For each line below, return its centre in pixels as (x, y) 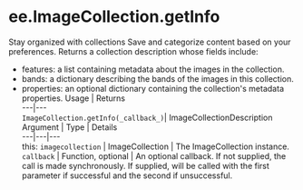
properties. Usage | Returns (73, 98)
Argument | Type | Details (69, 127)
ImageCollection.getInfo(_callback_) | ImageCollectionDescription (147, 117)
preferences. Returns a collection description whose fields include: (134, 51)
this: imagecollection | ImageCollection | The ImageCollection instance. (155, 146)
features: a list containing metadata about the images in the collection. (153, 69)
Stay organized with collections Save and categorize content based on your (150, 42)
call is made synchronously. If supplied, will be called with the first (145, 165)
